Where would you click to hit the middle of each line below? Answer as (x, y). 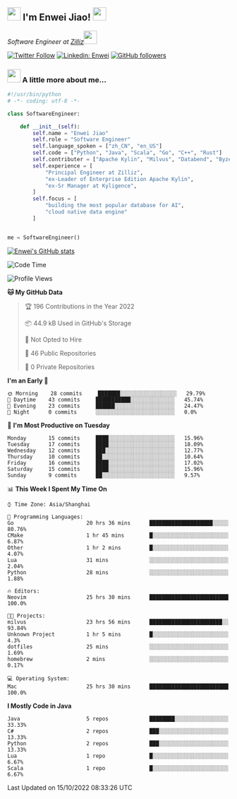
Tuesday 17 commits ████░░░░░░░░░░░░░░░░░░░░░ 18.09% (105, 444)
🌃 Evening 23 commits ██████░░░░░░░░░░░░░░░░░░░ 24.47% (105, 406)
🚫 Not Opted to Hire (53, 339)
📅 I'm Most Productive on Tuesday (59, 425)
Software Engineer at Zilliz (46, 41)
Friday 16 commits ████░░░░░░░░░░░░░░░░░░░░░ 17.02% (105, 463)
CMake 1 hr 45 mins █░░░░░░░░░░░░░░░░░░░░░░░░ (118, 535)
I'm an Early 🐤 (28, 380)
